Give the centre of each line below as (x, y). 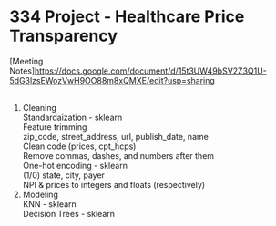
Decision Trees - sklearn (69, 213)
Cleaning (40, 107)
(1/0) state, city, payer (63, 175)
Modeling (41, 194)
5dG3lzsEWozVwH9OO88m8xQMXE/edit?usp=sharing (112, 80)
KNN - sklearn (49, 204)
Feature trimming (55, 127)
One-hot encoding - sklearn (75, 165)
